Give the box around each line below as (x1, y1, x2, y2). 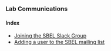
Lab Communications (5, 5, 68, 13)
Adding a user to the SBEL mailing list (14, 39, 105, 46)
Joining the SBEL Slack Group (14, 32, 86, 39)
